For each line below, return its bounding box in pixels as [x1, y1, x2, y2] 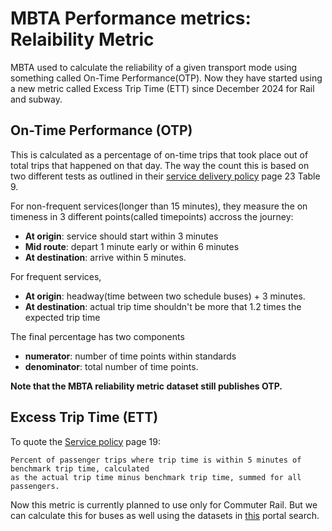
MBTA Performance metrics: [10, 7, 252, 30]
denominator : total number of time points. [24, 360, 199, 372]
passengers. [10, 481, 60, 491]
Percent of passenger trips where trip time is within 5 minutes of [10, 455, 302, 465]
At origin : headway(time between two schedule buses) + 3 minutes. [24, 290, 306, 302]
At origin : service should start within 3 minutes [24, 230, 219, 242]
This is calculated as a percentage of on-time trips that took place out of [10, 148, 309, 161]
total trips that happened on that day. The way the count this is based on [10, 159, 310, 171]
